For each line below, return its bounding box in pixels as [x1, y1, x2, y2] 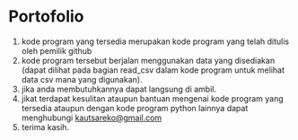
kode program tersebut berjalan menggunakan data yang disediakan [21, 55, 276, 66]
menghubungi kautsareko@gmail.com [21, 112, 162, 123]
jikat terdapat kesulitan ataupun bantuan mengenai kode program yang [21, 92, 284, 104]
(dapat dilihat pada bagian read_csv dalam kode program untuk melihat [21, 65, 285, 75]
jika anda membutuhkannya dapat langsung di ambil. [21, 83, 217, 94]
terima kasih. [21, 121, 69, 132]
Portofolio [8, 6, 84, 27]
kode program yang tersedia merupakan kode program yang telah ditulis [21, 36, 289, 47]
